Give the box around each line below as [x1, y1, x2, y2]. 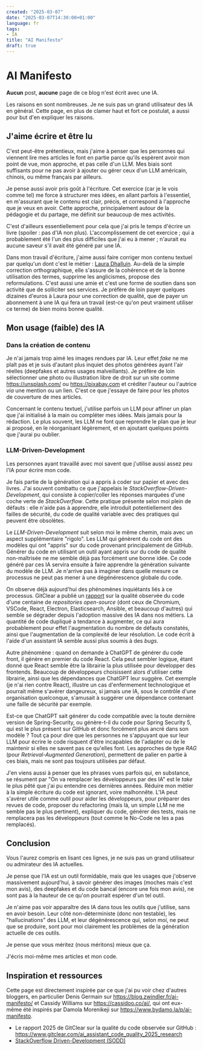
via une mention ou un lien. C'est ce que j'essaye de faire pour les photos [6, 387, 189, 395]
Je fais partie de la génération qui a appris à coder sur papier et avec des [6, 478, 189, 486]
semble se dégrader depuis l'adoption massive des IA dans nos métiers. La [6, 611, 193, 618]
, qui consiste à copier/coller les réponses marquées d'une [39, 491, 185, 498]
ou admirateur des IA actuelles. [6, 861, 84, 868]
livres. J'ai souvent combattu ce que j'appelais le [6, 484, 128, 492]
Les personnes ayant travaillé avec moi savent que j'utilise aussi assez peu [6, 459, 193, 467]
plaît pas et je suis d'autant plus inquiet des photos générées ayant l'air [6, 361, 184, 368]
